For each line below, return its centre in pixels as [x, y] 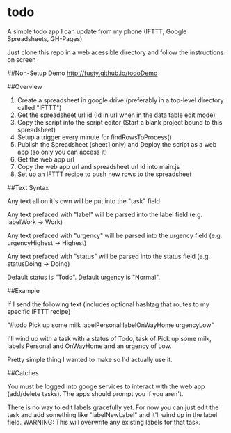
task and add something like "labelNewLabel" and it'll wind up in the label [112, 414]
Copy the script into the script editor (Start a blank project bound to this [120, 122]
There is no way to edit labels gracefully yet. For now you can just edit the [113, 407]
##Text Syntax [28, 187]
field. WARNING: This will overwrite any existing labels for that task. [104, 422]
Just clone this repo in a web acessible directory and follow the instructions [115, 52]
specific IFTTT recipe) [39, 311]
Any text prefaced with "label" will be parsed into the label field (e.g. [105, 214]
